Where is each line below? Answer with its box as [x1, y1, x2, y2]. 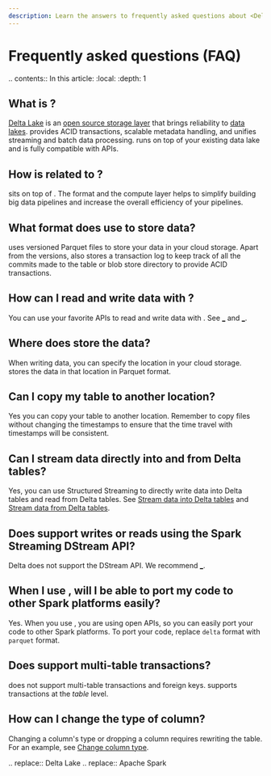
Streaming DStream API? [8, 539, 135, 553]
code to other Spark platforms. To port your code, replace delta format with [8, 626, 261, 636]
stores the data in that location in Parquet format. [8, 366, 172, 376]
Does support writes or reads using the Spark [8, 526, 242, 540]
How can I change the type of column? [8, 712, 206, 726]
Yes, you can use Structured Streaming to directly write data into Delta [8, 486, 243, 496]
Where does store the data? [8, 336, 151, 350]
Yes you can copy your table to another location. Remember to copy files [8, 411, 251, 421]
